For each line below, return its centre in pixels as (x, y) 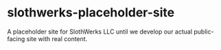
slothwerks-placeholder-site (91, 13)
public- (203, 32)
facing (16, 38)
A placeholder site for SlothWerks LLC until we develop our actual (100, 32)
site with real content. (57, 38)
